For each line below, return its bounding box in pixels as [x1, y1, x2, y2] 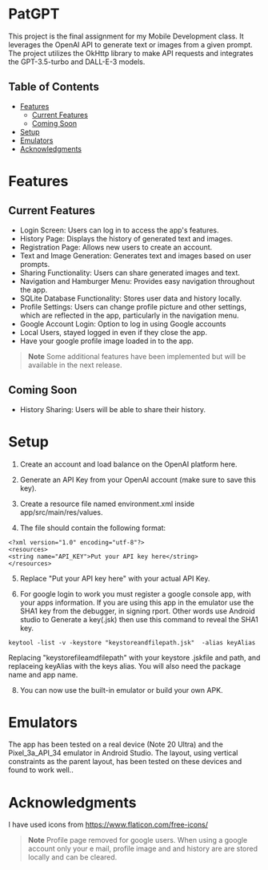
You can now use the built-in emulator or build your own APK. [19, 685, 223, 694]
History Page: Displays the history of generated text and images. [19, 233, 234, 243]
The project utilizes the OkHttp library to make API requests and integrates [8, 48, 254, 58]
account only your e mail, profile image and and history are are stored [27, 844, 258, 854]
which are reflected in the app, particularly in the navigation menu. [19, 310, 239, 320]
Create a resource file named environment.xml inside [19, 499, 195, 508]
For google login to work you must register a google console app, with [19, 589, 251, 598]
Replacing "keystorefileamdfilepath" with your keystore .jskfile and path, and [8, 653, 261, 662]
